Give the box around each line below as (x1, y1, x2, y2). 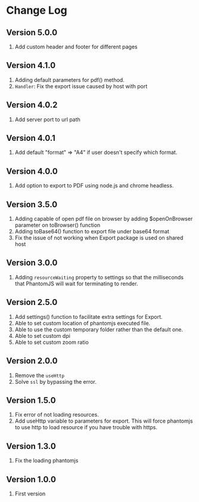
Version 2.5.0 (6, 297, 58, 307)
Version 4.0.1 (6, 133, 55, 143)
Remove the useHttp (14, 371, 64, 379)
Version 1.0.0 (6, 474, 57, 484)
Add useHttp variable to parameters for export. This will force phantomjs (14, 417, 193, 424)
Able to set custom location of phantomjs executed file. (14, 319, 151, 327)
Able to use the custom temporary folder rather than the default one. (14, 326, 184, 333)
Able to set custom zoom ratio (14, 338, 89, 346)
